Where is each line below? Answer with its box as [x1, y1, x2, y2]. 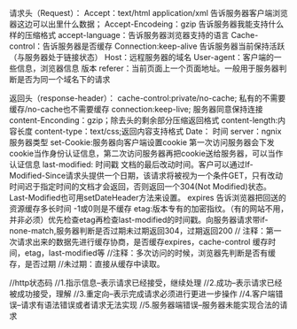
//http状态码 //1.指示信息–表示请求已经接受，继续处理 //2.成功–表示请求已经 [9, 278, 283, 287]
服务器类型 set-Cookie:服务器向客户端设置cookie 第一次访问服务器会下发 [9, 137, 275, 148]
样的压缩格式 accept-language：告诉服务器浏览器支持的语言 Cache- [9, 30, 259, 40]
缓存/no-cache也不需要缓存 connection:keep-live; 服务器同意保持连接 [9, 104, 263, 114]
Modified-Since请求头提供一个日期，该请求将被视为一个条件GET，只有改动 [9, 171, 284, 180]
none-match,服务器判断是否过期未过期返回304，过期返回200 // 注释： [9, 226, 267, 236]
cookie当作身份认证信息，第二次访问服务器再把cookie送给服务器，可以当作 [9, 149, 284, 158]
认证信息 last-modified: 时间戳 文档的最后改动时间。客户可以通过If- [9, 159, 254, 170]
